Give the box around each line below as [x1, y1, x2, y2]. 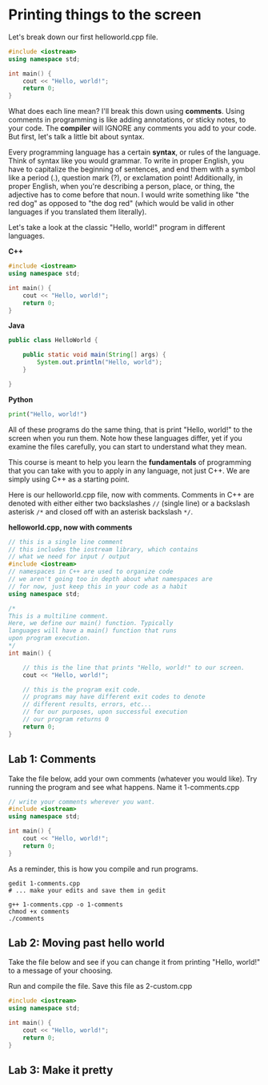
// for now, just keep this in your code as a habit [8, 583, 188, 591]
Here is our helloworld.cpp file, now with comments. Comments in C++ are [8, 490, 254, 499]
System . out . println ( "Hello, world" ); [37, 358, 162, 366]
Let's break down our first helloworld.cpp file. [8, 32, 158, 42]
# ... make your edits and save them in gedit [8, 886, 166, 894]
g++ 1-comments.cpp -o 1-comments [8, 900, 124, 909]
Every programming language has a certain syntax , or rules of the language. [8, 147, 261, 157]
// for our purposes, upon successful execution [22, 708, 188, 716]
